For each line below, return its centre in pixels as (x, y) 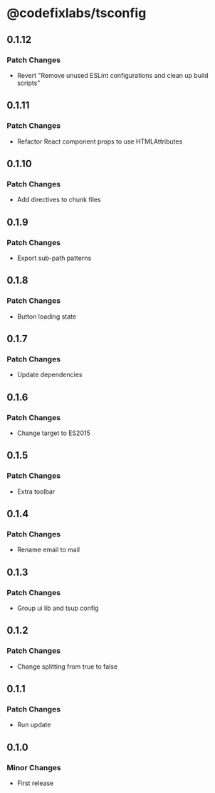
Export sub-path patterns (54, 258)
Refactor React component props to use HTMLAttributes (100, 141)
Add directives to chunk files (59, 200)
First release (35, 783)
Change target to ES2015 (53, 433)
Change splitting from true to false (67, 667)
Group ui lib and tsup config (58, 608)
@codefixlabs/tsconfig (77, 13)
